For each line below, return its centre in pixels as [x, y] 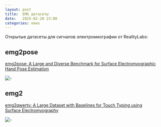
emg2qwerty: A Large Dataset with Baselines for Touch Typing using [73, 105]
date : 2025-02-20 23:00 [31, 18]
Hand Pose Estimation [27, 69]
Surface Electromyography [32, 110]
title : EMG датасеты [27, 14]
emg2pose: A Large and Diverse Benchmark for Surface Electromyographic [80, 64]
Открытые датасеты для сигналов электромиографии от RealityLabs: [77, 37]
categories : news [23, 23]
